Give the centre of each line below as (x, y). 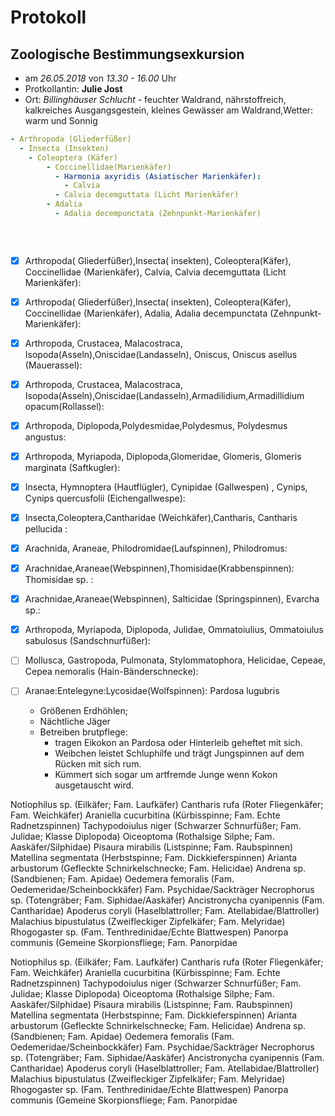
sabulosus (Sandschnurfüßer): (87, 641)
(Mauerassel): (53, 365)
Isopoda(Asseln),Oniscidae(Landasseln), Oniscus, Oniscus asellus (161, 354)
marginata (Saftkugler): (72, 467)
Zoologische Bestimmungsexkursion (127, 54)
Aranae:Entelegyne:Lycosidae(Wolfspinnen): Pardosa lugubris (152, 691)
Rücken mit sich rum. (98, 764)
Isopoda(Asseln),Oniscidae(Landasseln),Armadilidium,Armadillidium (164, 395)
